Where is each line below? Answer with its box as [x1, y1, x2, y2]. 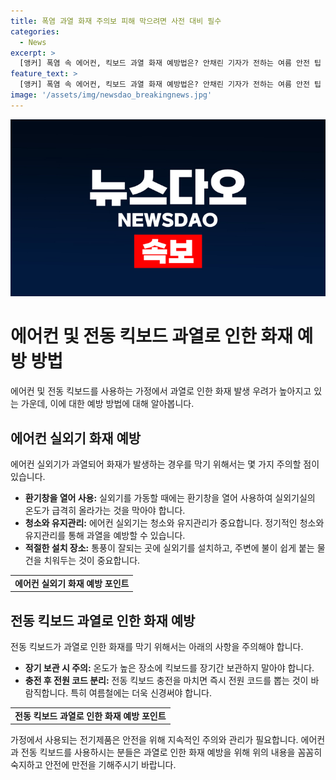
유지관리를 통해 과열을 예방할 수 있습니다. [24, 530, 186, 541]
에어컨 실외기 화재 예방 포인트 [14, 577, 130, 589]
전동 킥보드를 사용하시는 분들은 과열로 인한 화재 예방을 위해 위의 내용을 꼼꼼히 [20, 746, 323, 759]
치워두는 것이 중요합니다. [43, 555, 141, 566]
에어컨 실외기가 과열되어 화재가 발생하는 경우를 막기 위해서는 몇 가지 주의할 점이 [10, 458, 320, 470]
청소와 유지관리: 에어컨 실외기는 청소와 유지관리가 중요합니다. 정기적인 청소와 [24, 517, 325, 529]
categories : [10, 26, 60, 37]
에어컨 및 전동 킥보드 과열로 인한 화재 [10, 325, 293, 348]
